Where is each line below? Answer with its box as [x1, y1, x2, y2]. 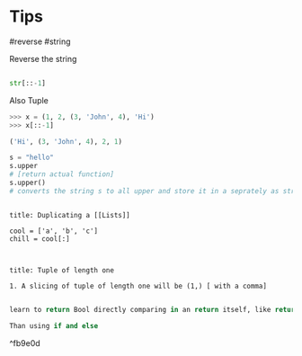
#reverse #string [9, 36, 71, 47]
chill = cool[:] [9, 234, 70, 244]
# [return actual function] [9, 170, 115, 179]
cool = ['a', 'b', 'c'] [9, 227, 99, 236]
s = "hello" [9, 153, 54, 163]
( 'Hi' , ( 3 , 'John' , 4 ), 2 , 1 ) [9, 137, 123, 146]
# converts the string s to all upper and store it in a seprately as [9, 186, 280, 195]
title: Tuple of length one [9, 265, 115, 275]
